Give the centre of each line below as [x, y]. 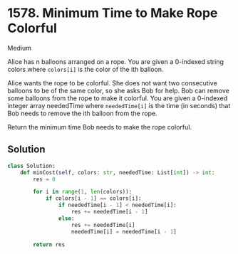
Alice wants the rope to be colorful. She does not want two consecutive [112, 83]
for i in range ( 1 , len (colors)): [83, 192]
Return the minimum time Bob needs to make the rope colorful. [100, 127]
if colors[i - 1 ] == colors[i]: [93, 199]
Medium [20, 48]
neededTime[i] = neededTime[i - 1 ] [124, 232]
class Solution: [31, 166]
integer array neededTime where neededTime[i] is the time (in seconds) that [119, 105]
